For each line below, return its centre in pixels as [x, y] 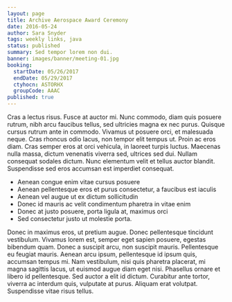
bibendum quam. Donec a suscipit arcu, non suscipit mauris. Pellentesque [113, 247]
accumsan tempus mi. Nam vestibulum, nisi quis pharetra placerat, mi [106, 261]
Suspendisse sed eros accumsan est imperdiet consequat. [91, 168]
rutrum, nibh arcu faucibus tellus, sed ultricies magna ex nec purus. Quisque [116, 124]
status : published [34, 46]
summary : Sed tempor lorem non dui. [60, 53]
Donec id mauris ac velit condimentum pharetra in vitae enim [104, 204]
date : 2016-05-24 [32, 26]
